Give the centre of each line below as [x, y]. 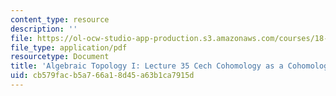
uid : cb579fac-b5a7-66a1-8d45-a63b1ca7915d [102, 76]
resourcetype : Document [60, 57]
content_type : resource [60, 19]
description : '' [44, 29]
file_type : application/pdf [69, 47]
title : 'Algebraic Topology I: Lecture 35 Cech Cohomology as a [147, 66]
